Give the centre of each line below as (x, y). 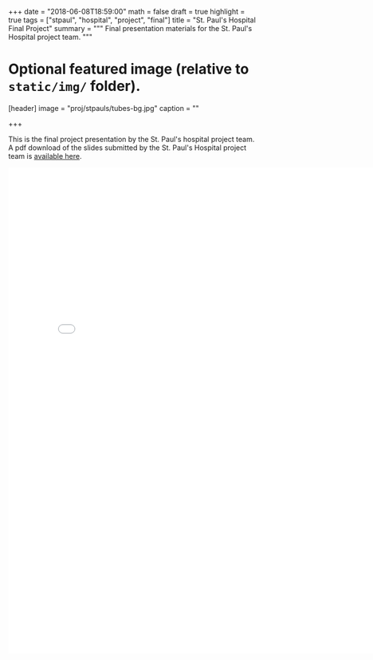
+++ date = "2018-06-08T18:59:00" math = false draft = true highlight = (127, 12)
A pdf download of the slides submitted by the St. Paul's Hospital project (128, 148)
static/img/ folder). (75, 86)
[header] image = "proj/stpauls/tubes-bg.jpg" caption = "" (104, 108)
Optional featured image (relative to (129, 69)
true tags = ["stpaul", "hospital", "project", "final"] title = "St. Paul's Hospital (132, 20)
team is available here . (45, 156)
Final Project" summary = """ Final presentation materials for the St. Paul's (130, 28)
